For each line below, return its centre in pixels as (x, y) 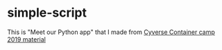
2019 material (27, 39)
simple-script (47, 13)
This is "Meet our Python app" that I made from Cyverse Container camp (111, 32)
